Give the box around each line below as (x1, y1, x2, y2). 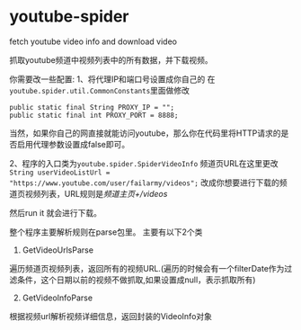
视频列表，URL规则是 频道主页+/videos (24, 188, 168, 199)
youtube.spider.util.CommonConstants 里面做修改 (9, 85, 190, 95)
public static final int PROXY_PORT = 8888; (9, 111, 179, 120)
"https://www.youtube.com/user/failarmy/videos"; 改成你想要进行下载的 (9, 177, 280, 188)
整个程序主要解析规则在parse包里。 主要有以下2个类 (9, 227, 203, 237)
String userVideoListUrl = (9, 168, 111, 177)
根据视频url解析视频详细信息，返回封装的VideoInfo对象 (9, 310, 213, 321)
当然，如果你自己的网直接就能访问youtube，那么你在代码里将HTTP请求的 (9, 128, 281, 138)
